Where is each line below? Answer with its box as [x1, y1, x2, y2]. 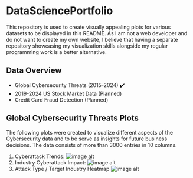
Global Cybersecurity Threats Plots [6, 113, 139, 123]
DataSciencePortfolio [6, 4, 113, 18]
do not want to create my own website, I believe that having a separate [6, 36, 178, 43]
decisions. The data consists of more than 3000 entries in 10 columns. [6, 141, 177, 148]
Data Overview [6, 66, 62, 76]
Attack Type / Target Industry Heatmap [14, 165, 110, 172]
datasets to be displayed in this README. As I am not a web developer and [6, 29, 188, 36]
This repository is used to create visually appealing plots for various [6, 23, 171, 31]
